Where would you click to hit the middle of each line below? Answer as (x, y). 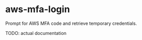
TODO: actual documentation (36, 33)
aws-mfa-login (38, 9)
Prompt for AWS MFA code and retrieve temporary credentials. (71, 23)
